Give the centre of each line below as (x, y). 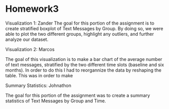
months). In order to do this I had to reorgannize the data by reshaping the (83, 70)
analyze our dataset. (27, 39)
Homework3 (32, 9)
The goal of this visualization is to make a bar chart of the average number (84, 59)
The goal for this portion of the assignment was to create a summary (78, 95)
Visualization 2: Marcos (30, 49)
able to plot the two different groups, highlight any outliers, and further (80, 34)
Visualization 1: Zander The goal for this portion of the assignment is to (80, 23)
